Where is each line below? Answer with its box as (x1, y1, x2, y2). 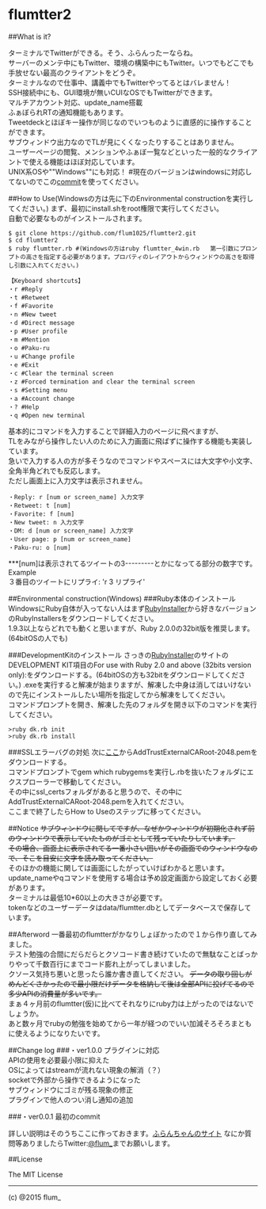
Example (8, 567, 37, 577)
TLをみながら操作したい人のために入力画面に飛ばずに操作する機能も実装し (8, 436, 253, 445)
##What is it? (8, 32, 51, 41)
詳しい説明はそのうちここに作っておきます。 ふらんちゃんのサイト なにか (8, 1128, 245, 1138)
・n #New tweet (8, 311, 57, 318)
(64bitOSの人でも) (8, 633, 69, 643)
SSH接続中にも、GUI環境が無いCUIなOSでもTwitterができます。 (8, 87, 217, 97)
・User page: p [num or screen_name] (8, 535, 132, 543)
